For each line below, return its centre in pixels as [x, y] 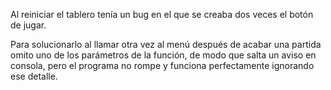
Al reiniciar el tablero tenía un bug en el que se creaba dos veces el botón [162, 14]
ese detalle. [34, 76]
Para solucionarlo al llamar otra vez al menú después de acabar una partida [166, 44]
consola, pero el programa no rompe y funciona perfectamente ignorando [162, 65]
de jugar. [28, 25]
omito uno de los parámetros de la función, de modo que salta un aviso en [163, 55]
